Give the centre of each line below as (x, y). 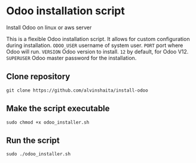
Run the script (33, 140)
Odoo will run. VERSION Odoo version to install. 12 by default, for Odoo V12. (97, 51)
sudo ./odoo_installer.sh (38, 154)
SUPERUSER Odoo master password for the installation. (71, 58)
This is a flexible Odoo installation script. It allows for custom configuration (98, 39)
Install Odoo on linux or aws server (49, 27)
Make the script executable (58, 109)
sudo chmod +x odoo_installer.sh (48, 122)
